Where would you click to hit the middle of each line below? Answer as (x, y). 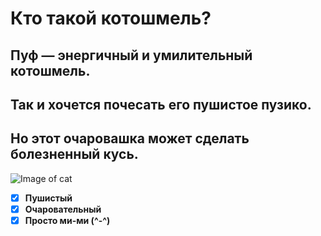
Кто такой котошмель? (111, 18)
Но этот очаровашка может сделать (130, 138)
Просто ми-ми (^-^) (67, 220)
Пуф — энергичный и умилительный (131, 55)
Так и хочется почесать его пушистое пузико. (161, 104)
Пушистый (48, 198)
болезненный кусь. (74, 154)
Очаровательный (63, 209)
